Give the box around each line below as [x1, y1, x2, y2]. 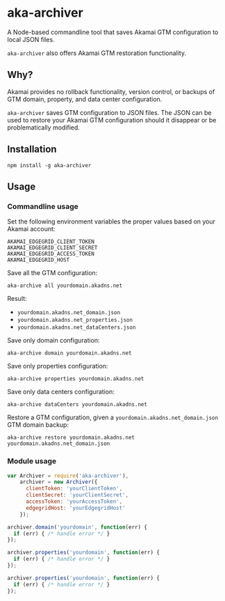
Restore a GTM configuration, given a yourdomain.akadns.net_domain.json [7, 413, 219, 422]
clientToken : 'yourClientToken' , [25, 485, 123, 492]
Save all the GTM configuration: [7, 269, 98, 277]
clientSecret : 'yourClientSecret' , [25, 492, 129, 499]
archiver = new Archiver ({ [19, 478, 98, 485]
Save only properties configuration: [7, 362, 108, 370]
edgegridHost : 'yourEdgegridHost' [25, 504, 126, 511]
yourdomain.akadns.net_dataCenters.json [17, 324, 136, 331]
